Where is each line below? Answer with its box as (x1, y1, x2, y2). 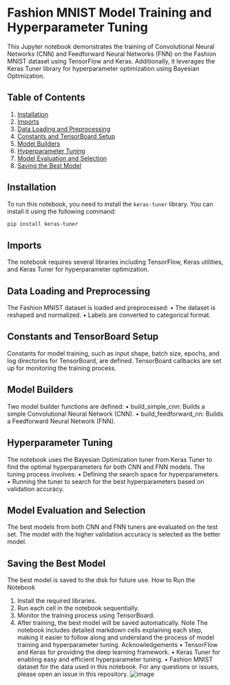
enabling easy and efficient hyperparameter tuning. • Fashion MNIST (17, 655, 213, 664)
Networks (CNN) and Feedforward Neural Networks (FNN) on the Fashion (7, 50, 217, 58)
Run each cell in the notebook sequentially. (17, 604, 140, 612)
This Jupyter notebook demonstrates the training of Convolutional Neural (7, 42, 215, 50)
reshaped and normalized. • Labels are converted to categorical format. (7, 311, 211, 319)
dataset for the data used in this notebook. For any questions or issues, (17, 663, 219, 671)
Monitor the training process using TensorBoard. (17, 611, 155, 619)
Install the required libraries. (17, 597, 97, 605)
